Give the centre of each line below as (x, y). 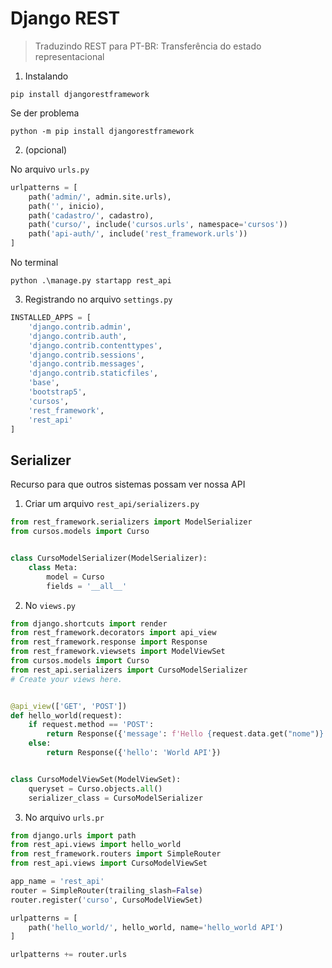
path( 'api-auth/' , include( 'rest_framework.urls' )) (138, 234)
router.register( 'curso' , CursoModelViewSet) (106, 900)
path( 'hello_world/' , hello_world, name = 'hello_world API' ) (156, 927)
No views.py (50, 605)
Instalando (46, 76)
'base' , (44, 383)
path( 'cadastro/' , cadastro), (91, 215)
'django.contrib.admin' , (80, 327)
